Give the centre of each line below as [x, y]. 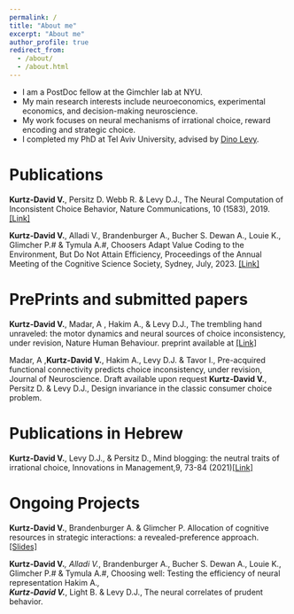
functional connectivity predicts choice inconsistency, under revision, [136, 369]
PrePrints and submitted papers [128, 299]
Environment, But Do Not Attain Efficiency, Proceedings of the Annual [136, 254]
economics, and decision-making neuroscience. [110, 111]
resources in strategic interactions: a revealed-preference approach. [134, 537]
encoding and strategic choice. [78, 129]
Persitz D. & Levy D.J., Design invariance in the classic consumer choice [141, 388]
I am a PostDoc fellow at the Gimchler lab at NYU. [112, 92]
